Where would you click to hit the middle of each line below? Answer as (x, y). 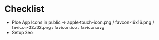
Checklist (25, 9)
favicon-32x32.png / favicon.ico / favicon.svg (58, 27)
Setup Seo (22, 32)
